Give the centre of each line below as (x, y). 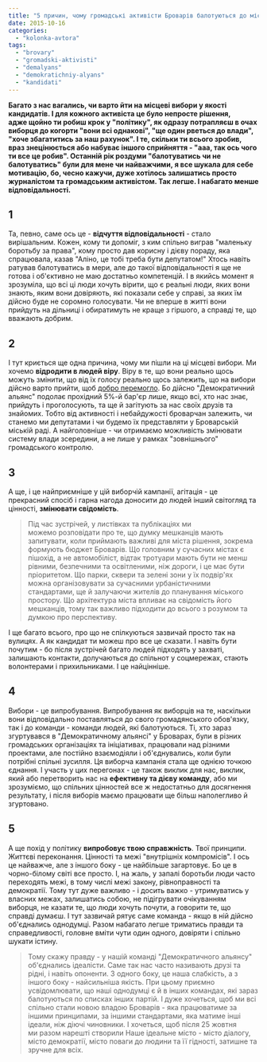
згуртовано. (29, 803)
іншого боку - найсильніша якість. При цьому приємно (121, 982)
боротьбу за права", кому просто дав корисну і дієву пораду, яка (119, 251)
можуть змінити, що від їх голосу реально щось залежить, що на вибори (132, 380)
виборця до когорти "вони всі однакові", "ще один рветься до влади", (131, 130)
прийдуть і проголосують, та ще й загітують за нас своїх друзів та (120, 405)
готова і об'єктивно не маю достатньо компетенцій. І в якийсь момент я (131, 276)
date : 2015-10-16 (37, 23)
